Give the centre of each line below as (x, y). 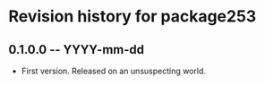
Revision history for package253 (132, 17)
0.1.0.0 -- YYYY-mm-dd (77, 50)
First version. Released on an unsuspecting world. (114, 71)
